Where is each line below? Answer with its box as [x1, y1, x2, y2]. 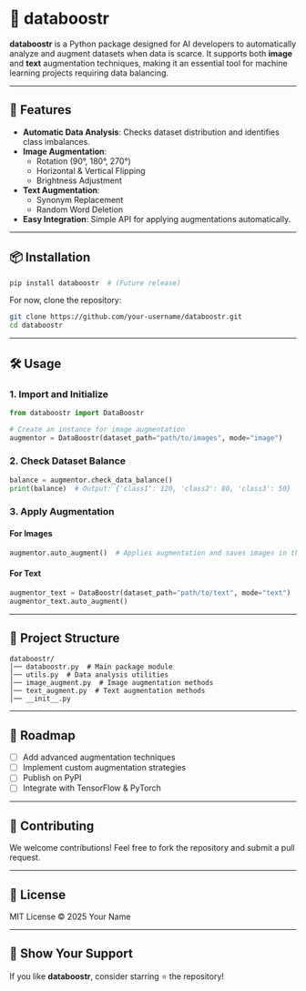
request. [9, 852, 41, 863]
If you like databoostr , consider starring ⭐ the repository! [9, 970, 225, 982]
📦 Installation [9, 250, 91, 265]
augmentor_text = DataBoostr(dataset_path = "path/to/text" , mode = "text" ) [9, 587, 291, 598]
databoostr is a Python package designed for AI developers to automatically [9, 38, 297, 49]
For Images [9, 528, 53, 539]
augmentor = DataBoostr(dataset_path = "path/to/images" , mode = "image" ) [9, 433, 283, 443]
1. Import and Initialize [9, 387, 109, 400]
